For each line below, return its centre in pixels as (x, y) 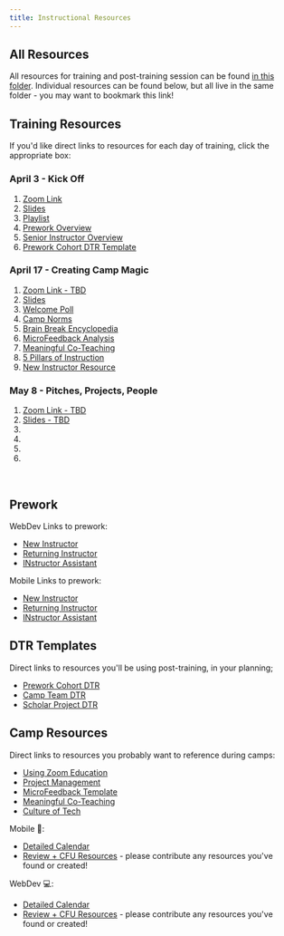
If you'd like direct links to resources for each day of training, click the (139, 146)
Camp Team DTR (54, 695)
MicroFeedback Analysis (68, 338)
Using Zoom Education (65, 772)
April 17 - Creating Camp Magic (79, 270)
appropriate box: (40, 156)
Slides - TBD (46, 420)
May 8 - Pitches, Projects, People (84, 391)
